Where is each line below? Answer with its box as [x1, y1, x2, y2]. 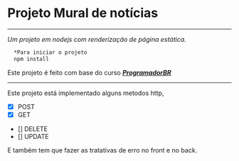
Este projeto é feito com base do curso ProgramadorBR [7, 68, 172, 77]
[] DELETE [17, 124, 48, 133]
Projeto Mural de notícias [7, 5, 159, 21]
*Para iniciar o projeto [14, 48, 87, 56]
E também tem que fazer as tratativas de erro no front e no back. [7, 145, 198, 154]
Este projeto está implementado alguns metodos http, [7, 89, 164, 97]
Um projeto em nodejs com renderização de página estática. [7, 35, 186, 43]
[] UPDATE [17, 132, 49, 140]
